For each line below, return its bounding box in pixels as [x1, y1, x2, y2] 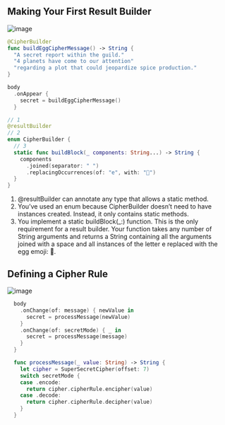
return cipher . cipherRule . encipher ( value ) [25, 385, 153, 392]
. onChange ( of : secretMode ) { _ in [20, 327, 121, 334]
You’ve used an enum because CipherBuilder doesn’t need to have [17, 202, 212, 211]
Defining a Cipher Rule [7, 268, 108, 280]
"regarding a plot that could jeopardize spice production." [13, 64, 197, 71]
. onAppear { [13, 90, 49, 98]
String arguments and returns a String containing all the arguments [17, 233, 212, 241]
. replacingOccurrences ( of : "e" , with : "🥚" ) [25, 169, 157, 176]
